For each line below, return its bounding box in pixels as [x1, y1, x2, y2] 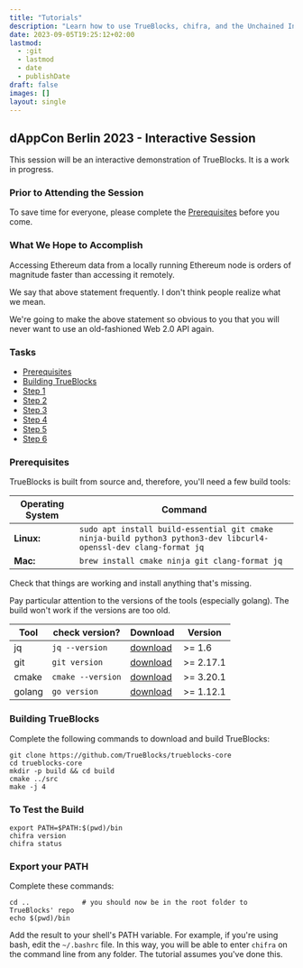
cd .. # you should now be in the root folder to [9, 899, 248, 908]
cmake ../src [9, 774, 59, 783]
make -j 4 [9, 782, 47, 791]
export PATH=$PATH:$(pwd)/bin [9, 823, 124, 833]
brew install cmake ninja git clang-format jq [79, 556, 283, 567]
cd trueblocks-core [9, 759, 83, 768]
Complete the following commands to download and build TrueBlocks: [9, 733, 271, 744]
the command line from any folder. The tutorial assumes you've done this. [9, 949, 283, 960]
